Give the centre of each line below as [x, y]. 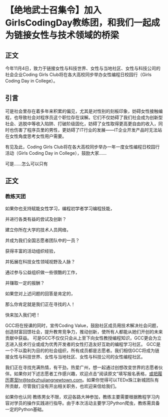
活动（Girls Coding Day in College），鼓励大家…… [56, 153]
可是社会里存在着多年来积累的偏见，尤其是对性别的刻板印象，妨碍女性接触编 [84, 111]
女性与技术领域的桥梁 [75, 35]
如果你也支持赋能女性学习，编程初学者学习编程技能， [60, 208]
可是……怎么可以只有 [27, 164]
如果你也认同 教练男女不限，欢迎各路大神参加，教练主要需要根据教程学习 [80, 396]
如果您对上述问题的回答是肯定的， [40, 293]
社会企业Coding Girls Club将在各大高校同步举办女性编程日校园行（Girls [78, 75]
